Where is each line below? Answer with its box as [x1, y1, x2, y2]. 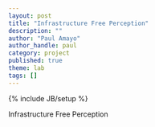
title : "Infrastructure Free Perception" [8, 19, 149, 27]
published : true [8, 57, 63, 65]
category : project [8, 49, 70, 57]
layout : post [8, 11, 52, 20]
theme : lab [8, 64, 45, 72]
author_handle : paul [8, 42, 78, 50]
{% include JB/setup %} [8, 93, 88, 103]
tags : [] [8, 72, 38, 80]
